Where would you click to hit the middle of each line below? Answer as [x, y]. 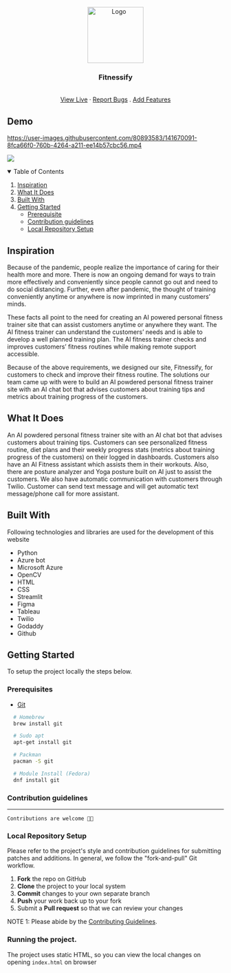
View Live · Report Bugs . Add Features [115, 99]
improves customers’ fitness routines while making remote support [102, 346]
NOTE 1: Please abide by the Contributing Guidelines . [82, 922]
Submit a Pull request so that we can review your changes [100, 908]
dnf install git [36, 780]
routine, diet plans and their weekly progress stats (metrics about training [111, 449]
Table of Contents [38, 172]
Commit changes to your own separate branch [83, 894]
